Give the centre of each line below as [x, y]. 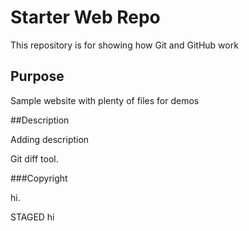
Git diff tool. [34, 158]
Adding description [50, 139]
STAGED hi [32, 217]
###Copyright [39, 178]
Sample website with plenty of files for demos [105, 100]
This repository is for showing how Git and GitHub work [124, 45]
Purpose [37, 76]
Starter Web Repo [85, 17]
